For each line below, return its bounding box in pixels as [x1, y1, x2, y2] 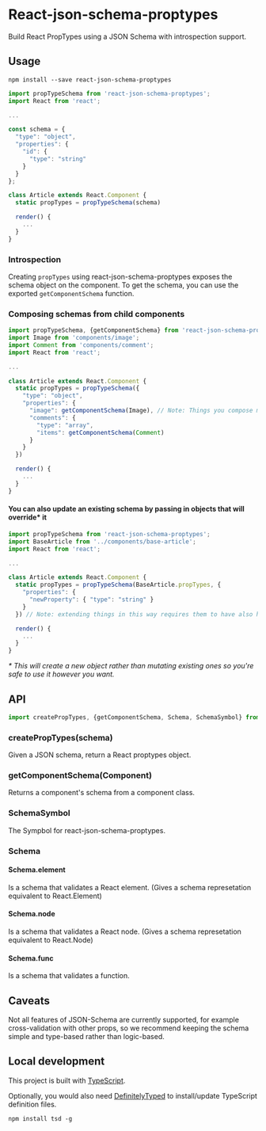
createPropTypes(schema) [8, 732, 113, 743]
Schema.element [8, 865, 66, 874]
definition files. [8, 1099, 57, 1109]
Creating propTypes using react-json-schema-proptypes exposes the [8, 272, 233, 281]
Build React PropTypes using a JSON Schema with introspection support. [8, 32, 247, 41]
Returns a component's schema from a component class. [8, 788, 196, 798]
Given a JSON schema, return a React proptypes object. [8, 750, 192, 760]
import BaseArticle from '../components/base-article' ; [8, 537, 196, 546]
